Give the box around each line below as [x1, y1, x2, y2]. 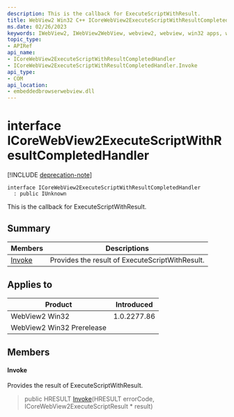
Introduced [115, 299, 153, 309]
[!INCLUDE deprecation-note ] [7, 171, 93, 179]
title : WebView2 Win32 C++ [7, 17, 86, 24]
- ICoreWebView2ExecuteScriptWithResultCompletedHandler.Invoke [7, 62, 198, 69]
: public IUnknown [13, 190, 68, 197]
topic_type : [7, 36, 42, 43]
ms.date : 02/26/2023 [7, 23, 68, 30]
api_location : [7, 82, 49, 89]
